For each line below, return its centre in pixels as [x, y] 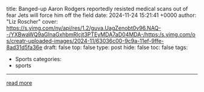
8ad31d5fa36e [24, 47]
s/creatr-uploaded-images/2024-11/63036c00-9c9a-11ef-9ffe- [85, 41]
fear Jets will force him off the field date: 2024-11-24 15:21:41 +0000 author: [101, 15]
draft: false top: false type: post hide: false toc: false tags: [116, 47]
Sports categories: [38, 59]
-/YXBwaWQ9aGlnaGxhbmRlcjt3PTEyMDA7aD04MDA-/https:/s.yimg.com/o [101, 34]
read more [19, 83]
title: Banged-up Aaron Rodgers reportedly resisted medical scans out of [97, 9]
